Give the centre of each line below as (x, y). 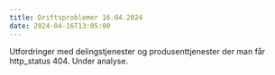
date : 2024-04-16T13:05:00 (60, 26)
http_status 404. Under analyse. (69, 61)
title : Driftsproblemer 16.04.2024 (76, 17)
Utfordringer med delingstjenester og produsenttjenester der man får (137, 51)
